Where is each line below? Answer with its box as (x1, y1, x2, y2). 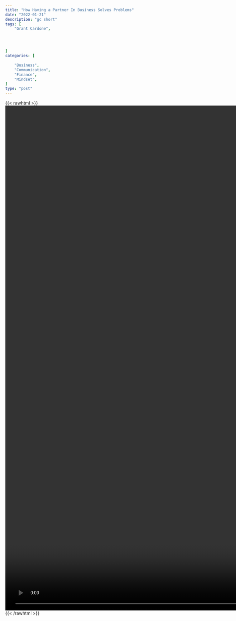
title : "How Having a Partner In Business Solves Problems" (5, 7, 135, 13)
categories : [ (5, 54, 35, 59)
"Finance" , (14, 72, 37, 77)
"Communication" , (14, 67, 51, 72)
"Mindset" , (14, 77, 37, 82)
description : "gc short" (5, 17, 57, 22)
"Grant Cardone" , (14, 26, 51, 31)
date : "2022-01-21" (5, 12, 46, 17)
